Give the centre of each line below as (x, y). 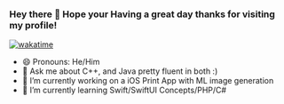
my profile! (33, 25)
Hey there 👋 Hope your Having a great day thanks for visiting (142, 14)
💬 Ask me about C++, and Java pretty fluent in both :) (120, 71)
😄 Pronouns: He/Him (61, 62)
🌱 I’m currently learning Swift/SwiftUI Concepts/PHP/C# (124, 90)
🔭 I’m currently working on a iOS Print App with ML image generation (148, 81)
